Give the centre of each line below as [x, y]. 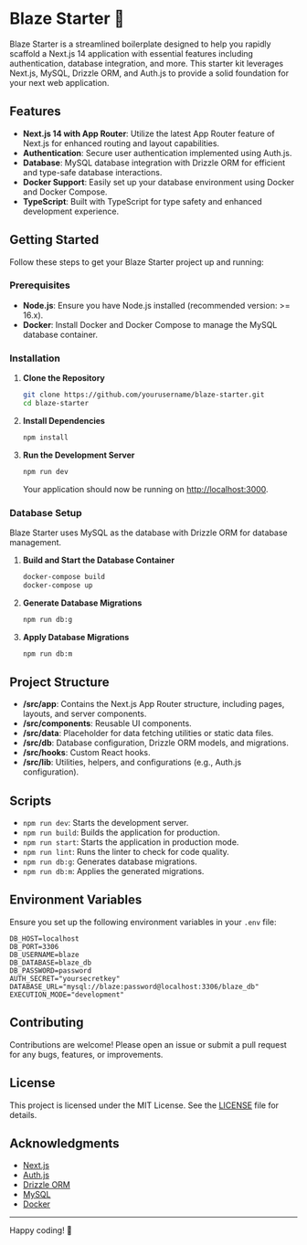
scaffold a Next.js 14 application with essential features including [132, 53]
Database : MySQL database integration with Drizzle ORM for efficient [154, 163]
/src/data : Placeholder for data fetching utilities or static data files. [148, 733]
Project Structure [59, 682]
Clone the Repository [64, 378]
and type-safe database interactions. [92, 172]
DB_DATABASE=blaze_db [51, 963]
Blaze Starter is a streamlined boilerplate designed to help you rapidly [140, 44]
